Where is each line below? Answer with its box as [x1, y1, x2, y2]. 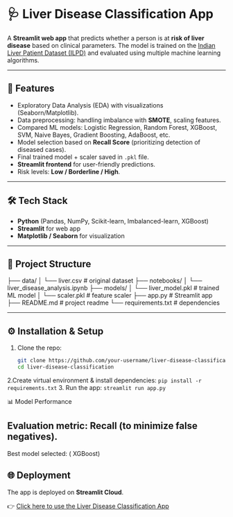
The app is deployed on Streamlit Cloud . [7, 488, 124, 496]
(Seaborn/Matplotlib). [17, 108, 79, 117]
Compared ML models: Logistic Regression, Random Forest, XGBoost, [17, 123, 217, 131]
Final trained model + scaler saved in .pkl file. [17, 153, 149, 161]
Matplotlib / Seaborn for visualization [17, 231, 125, 240]
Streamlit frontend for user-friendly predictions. [17, 160, 156, 168]
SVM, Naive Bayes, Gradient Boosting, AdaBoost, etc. [17, 130, 171, 139]
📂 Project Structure [7, 258, 92, 270]
